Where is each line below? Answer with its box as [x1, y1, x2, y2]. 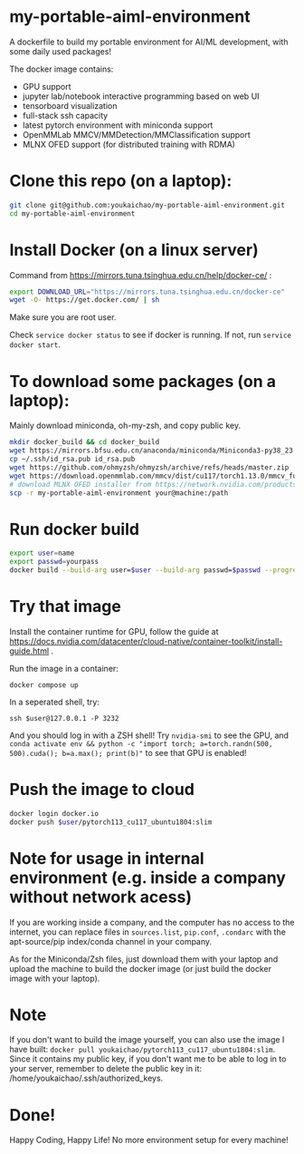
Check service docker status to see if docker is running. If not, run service [9, 329, 292, 341]
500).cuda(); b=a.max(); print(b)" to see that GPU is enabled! [9, 747, 247, 758]
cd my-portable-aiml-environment [9, 208, 136, 218]
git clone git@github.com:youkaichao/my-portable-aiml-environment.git [9, 200, 285, 209]
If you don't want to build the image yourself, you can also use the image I [9, 1034, 285, 1045]
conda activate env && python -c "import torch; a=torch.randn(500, [9, 739, 273, 749]
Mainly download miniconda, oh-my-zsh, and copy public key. [9, 420, 242, 432]
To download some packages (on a [9, 371, 276, 392]
